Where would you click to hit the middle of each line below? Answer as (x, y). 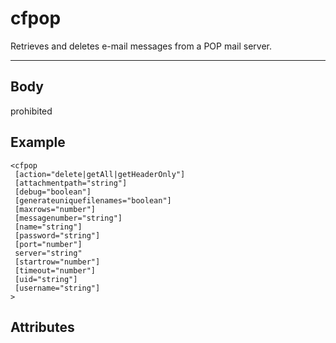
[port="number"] (48, 244)
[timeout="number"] (55, 270)
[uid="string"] (46, 279)
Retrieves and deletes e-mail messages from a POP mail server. (141, 46)
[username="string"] (57, 288)
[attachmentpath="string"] (71, 183)
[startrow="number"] (57, 262)
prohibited (31, 111)
